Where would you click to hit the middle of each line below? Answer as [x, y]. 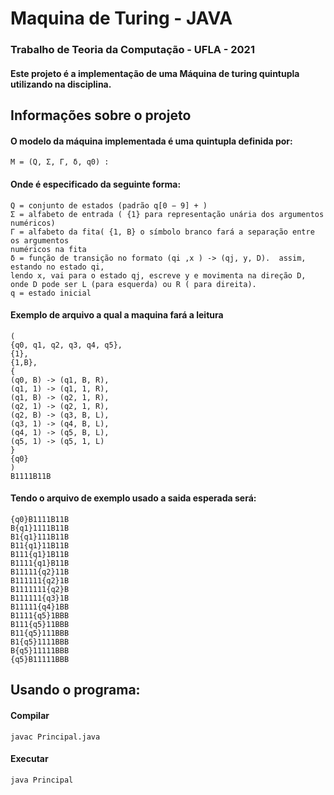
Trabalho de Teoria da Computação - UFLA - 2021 [132, 50]
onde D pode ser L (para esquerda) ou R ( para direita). [133, 284]
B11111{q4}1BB [40, 607]
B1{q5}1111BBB [40, 642]
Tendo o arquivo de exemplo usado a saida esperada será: [133, 498]
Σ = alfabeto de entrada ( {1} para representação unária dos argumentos [167, 214]
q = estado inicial [51, 293]
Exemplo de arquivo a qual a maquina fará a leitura [117, 315]
